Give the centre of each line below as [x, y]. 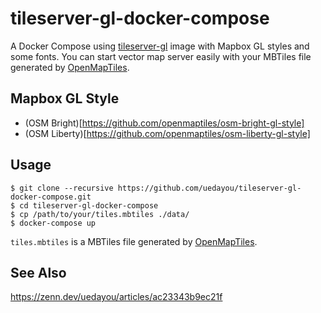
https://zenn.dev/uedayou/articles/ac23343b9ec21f [116, 297]
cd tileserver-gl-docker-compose [89, 205]
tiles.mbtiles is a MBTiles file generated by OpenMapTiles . [134, 241]
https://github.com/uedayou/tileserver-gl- [209, 188]
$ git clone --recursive [62, 188]
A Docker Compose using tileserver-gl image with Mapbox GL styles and [160, 46]
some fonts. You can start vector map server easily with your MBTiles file [161, 56]
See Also [38, 272]
